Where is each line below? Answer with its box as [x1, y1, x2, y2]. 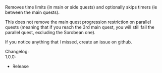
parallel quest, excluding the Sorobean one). [5, 30, 96, 35]
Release [12, 64, 29, 69]
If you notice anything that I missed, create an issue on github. [5, 39, 132, 45]
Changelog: [5, 49, 29, 54]
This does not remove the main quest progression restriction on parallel [5, 19, 151, 25]
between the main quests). [5, 9, 60, 15]
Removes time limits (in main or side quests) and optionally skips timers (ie [5, 4, 158, 10]
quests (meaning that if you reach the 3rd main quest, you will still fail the [5, 24, 155, 30]
